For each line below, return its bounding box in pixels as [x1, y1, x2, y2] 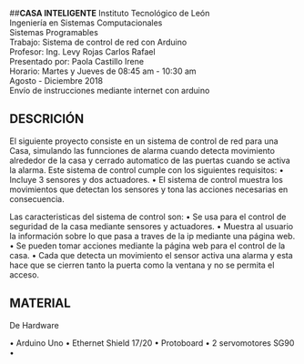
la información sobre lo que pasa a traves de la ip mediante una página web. [9, 230, 296, 241]
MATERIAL [9, 296, 71, 311]
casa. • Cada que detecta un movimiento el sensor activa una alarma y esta [9, 249, 293, 260]
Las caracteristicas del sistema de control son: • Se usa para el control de [9, 211, 287, 222]
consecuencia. [9, 193, 66, 204]
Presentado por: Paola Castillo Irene [9, 56, 144, 66]
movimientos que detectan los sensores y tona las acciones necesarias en [9, 184, 289, 195]
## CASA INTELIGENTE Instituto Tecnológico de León [9, 8, 210, 18]
